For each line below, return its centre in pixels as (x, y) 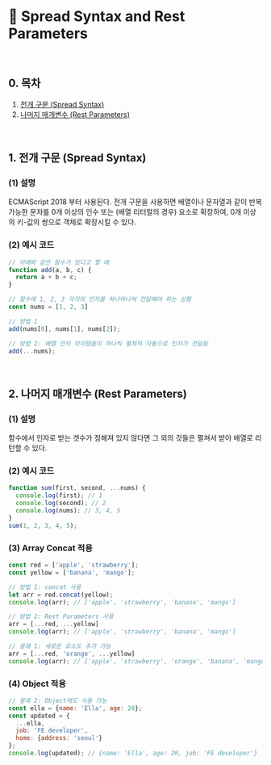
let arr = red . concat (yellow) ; (61, 595)
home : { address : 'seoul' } (59, 738)
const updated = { (39, 716)
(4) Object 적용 (37, 683)
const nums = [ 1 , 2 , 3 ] (48, 307)
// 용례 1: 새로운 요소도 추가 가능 (60, 646)
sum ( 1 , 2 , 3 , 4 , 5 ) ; (43, 525)
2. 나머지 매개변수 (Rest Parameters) (98, 393)
